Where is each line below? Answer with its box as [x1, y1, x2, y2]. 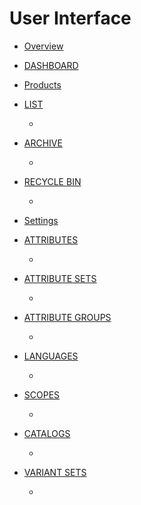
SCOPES [23, 388, 61, 401]
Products [23, 78, 62, 91]
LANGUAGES [23, 350, 79, 362]
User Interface [9, 7, 132, 30]
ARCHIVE [23, 137, 63, 149]
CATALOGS [23, 427, 71, 439]
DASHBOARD [23, 59, 79, 71]
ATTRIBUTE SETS [23, 272, 97, 284]
